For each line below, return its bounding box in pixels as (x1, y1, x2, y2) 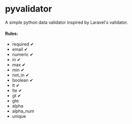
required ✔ (12, 41, 34, 47)
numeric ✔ (12, 52, 34, 58)
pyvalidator (5, 3, 52, 15)
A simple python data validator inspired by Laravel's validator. (5, 19, 128, 25)
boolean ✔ (12, 77, 33, 83)
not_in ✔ (12, 72, 30, 78)
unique (12, 113, 26, 119)
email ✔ (12, 46, 28, 52)
